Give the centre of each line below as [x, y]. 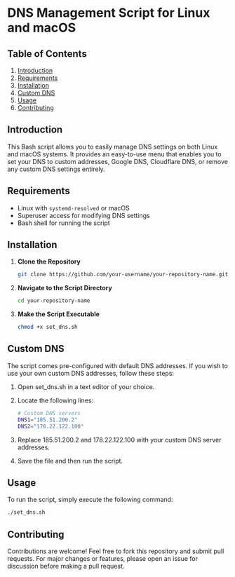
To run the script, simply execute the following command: [90, 500]
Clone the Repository [49, 262]
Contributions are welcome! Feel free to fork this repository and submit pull [116, 551]
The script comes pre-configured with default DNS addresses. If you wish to [117, 365]
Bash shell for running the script [63, 223]
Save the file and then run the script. [70, 461]
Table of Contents [47, 54]
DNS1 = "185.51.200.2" [47, 420]
